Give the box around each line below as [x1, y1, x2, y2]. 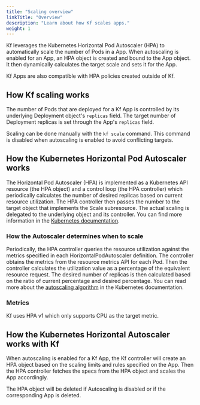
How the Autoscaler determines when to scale [6, 232, 144, 240]
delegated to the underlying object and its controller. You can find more [6, 211, 183, 218]
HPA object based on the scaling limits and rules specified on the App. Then [6, 361, 194, 369]
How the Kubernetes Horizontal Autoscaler [6, 330, 171, 340]
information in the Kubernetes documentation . [6, 217, 120, 224]
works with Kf [6, 339, 60, 349]
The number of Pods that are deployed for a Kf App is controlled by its [6, 106, 180, 113]
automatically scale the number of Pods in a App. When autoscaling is [6, 48, 179, 56]
